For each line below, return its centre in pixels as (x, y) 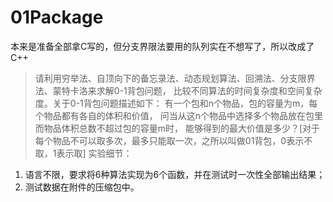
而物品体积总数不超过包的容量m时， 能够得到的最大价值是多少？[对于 (177, 128)
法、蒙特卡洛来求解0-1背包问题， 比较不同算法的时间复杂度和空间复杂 (178, 90)
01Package (57, 17)
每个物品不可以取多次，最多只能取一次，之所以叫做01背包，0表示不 (173, 140)
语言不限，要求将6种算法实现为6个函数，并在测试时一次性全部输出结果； (175, 174)
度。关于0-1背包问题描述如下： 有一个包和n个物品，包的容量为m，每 (176, 103)
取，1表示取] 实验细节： (83, 153)
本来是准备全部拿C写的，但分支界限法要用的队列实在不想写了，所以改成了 (162, 46)
